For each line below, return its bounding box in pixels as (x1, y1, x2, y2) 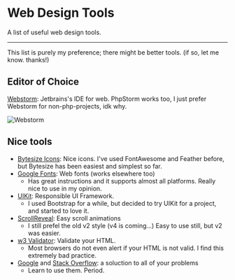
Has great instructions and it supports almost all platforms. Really (27, 176, 216, 185)
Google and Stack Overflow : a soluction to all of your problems (17, 258, 199, 267)
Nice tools (7, 136, 52, 148)
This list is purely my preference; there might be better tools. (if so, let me (7, 48, 219, 57)
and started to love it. (27, 206, 90, 215)
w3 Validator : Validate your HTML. (17, 236, 117, 244)
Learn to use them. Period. (27, 266, 105, 274)
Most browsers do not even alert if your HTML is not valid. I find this (27, 244, 224, 252)
